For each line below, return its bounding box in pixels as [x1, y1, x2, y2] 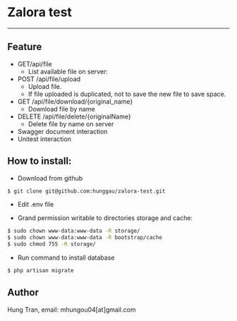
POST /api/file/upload [17, 75, 81, 83]
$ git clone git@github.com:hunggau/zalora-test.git [7, 188, 166, 195]
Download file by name [28, 104, 95, 113]
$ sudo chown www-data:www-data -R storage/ [7, 227, 140, 235]
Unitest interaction [17, 135, 72, 143]
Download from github [17, 174, 83, 182]
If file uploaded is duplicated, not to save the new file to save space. [28, 90, 226, 98]
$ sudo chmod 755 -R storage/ [7, 241, 97, 248]
